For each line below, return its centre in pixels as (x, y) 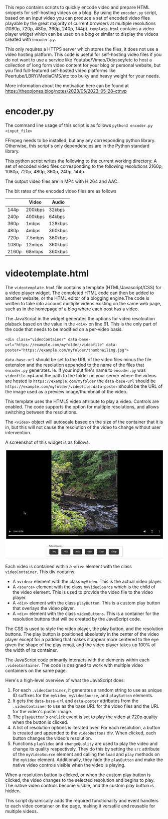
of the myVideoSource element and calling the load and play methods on (86, 754)
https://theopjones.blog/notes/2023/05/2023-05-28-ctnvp (66, 91)
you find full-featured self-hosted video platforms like (61, 71)
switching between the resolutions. (41, 412)
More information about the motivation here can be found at (67, 86)
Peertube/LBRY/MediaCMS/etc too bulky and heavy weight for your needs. (83, 76)
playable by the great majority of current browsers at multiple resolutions (80, 23)
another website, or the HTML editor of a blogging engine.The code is (77, 298)
